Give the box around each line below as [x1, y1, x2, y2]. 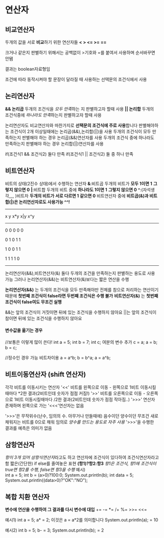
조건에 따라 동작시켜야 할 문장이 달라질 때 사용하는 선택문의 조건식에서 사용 [5, 77, 147, 82]
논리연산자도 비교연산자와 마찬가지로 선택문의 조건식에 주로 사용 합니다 [5, 122, 138, 128]
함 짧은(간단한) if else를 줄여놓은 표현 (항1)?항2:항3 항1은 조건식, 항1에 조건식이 [5, 460, 157, 466]
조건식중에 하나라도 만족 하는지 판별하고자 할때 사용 [5, 112, 102, 118]
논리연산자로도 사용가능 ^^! [19, 199, 70, 205]
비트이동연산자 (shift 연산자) [5, 370, 86, 379]
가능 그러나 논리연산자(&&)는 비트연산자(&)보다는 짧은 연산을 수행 [5, 276, 129, 282]
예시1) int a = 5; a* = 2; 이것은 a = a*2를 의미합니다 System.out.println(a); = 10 [5, 517, 159, 523]
